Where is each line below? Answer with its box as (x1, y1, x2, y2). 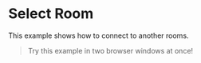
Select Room (8, 5, 94, 23)
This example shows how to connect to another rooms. (8, 31, 189, 40)
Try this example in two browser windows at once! (27, 46, 194, 55)
